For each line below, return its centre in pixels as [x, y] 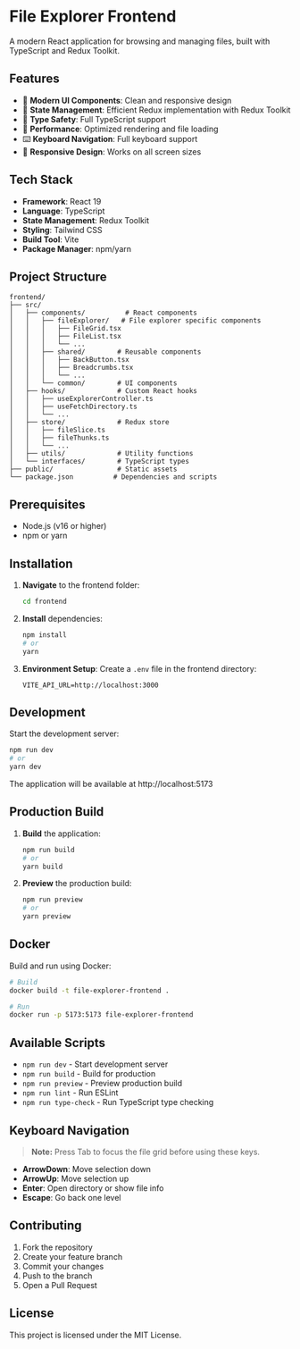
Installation [41, 563]
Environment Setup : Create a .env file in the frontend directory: [139, 668]
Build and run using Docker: [60, 966]
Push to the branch [57, 1276]
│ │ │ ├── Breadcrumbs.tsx [71, 368]
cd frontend [44, 601]
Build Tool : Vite [50, 239]
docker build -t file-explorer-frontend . [89, 990]
